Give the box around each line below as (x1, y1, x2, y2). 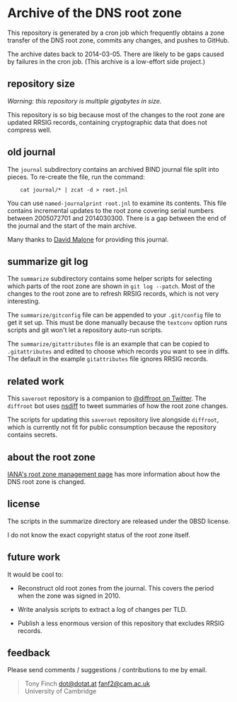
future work (7, 552, 61, 564)
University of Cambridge (24, 687, 97, 696)
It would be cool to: (7, 570, 64, 578)
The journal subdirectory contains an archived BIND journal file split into (7, 165, 219, 173)
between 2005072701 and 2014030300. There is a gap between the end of (7, 214, 226, 222)
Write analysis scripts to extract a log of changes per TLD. (17, 605, 187, 613)
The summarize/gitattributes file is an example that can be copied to (7, 339, 210, 349)
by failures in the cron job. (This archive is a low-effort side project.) (7, 57, 206, 65)
